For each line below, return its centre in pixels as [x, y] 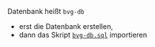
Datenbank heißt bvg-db [46, 11]
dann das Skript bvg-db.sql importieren [83, 35]
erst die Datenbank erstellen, [66, 26]
